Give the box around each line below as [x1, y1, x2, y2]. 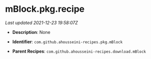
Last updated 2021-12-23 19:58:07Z [5, 20, 78, 26]
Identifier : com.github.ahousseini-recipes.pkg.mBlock [12, 38, 123, 45]
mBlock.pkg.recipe [5, 3, 85, 15]
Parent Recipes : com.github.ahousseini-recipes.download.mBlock [12, 48, 147, 54]
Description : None [12, 29, 51, 35]
